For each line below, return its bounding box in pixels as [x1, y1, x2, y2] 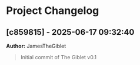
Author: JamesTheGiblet [6, 42, 66, 49]
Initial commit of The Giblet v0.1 [20, 54, 97, 60]
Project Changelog [6, 4, 99, 17]
